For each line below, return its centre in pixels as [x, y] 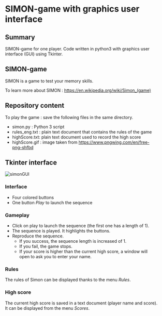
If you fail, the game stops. [46, 247]
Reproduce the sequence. [38, 236]
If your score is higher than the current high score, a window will [83, 251]
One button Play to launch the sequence [52, 202]
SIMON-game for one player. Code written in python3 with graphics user [77, 49]
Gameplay [17, 215]
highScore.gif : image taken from [45, 142]
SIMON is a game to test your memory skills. [49, 81]
